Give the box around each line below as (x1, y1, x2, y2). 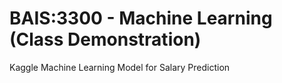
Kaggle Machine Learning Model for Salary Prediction (9, 61, 231, 73)
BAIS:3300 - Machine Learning (9, 7, 273, 30)
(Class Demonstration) (9, 28, 202, 51)
